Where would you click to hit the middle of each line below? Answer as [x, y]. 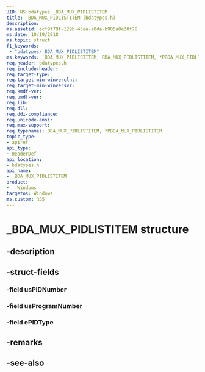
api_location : [24, 159]
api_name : [19, 171]
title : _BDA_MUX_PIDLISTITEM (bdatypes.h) [61, 18]
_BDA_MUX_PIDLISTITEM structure [98, 229]
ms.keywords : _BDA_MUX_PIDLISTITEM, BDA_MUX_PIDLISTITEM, [81, 57]
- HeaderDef [21, 154]
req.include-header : [33, 69]
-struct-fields [33, 272]
